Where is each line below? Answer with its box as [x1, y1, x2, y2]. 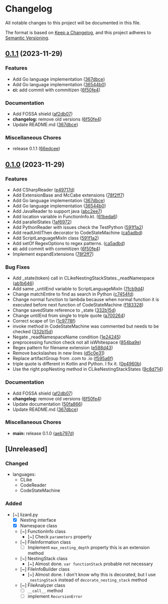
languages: [12, 471, 36, 477]
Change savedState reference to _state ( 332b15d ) [12, 307, 116, 313]
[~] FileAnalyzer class [20, 582, 66, 588]
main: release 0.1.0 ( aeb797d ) [12, 430, 75, 436]
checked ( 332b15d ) [12, 329, 53, 335]
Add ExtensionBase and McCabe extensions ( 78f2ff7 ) [12, 192, 125, 198]
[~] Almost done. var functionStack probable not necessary [27, 561, 153, 567]
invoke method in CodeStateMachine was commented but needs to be [12, 323, 159, 329]
